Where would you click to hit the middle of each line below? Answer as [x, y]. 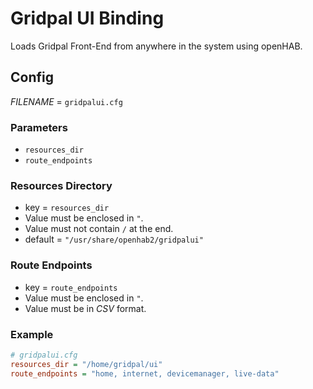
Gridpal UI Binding [87, 18]
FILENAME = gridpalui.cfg [66, 101]
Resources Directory [61, 185]
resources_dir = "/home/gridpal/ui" [86, 364]
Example [32, 334]
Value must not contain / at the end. [99, 229]
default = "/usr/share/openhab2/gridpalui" [114, 239]
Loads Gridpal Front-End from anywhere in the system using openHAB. [156, 46]
